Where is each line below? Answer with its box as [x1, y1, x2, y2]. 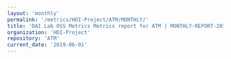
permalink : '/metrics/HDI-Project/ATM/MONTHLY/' [7, 16, 149, 23]
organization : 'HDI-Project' [7, 28, 91, 36]
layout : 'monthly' [7, 9, 60, 17]
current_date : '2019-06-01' [7, 41, 88, 48]
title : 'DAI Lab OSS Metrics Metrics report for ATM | [7, 22, 168, 29]
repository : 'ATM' [7, 35, 60, 42]
